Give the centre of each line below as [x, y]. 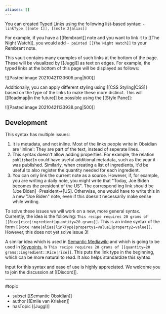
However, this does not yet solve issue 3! [47, 232]
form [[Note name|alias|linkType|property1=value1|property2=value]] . [79, 227]
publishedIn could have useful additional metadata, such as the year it [84, 160]
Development [26, 123]
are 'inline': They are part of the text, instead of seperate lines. [76, 149]
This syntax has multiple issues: [38, 135]
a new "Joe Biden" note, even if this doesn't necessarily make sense [82, 196]
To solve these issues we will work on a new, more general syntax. [73, 211]
